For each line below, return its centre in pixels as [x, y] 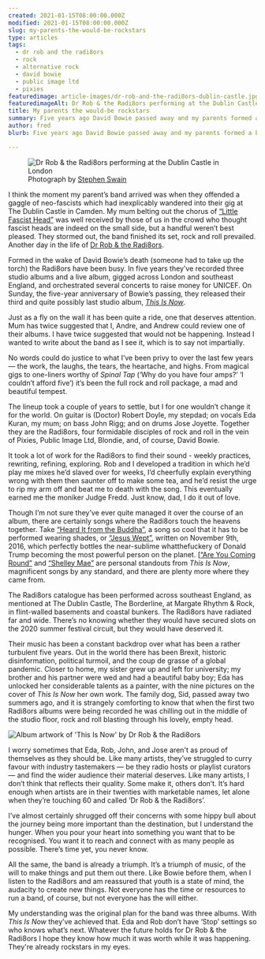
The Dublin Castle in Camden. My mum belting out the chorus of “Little [123, 211]
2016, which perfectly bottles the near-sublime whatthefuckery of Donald [127, 546]
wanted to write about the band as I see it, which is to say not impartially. [127, 342]
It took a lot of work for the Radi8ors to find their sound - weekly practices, [130, 455]
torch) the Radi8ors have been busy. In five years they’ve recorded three [126, 268]
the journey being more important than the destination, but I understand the [131, 824]
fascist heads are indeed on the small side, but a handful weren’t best [121, 228]
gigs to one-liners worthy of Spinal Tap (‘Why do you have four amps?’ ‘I [126, 374]
